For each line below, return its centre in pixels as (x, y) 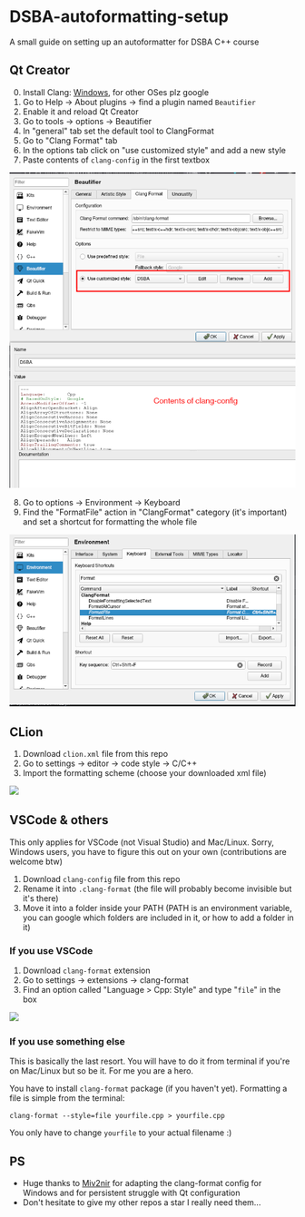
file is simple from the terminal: (67, 1098)
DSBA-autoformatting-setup (119, 17)
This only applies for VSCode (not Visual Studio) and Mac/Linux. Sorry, (142, 842)
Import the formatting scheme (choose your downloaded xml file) (144, 773)
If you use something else (67, 1042)
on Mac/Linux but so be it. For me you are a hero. (101, 1071)
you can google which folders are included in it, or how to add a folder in (158, 918)
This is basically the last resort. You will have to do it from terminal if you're (150, 1061)
